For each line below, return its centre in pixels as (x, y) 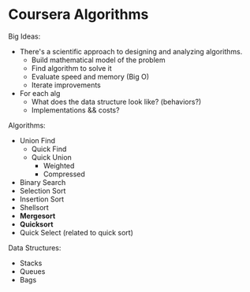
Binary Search (43, 182)
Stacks (31, 263)
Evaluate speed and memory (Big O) (90, 76)
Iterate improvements (66, 85)
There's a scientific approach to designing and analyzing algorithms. (131, 51)
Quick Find (49, 149)
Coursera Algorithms (78, 15)
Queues (32, 271)
